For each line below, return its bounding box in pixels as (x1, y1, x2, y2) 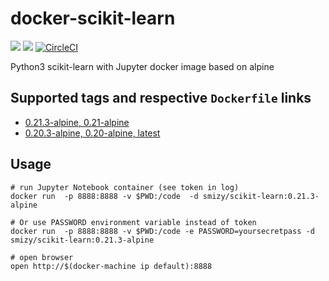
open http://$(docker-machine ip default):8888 (10, 261, 213, 271)
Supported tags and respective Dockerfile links (10, 90, 312, 107)
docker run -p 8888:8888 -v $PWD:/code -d (10, 191, 199, 201)
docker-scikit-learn (10, 7, 176, 30)
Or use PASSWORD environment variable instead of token (19, 217, 257, 227)
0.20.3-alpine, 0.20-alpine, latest (24, 127, 161, 139)
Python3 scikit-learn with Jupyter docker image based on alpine (10, 60, 275, 72)
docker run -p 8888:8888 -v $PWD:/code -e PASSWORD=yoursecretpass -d (10, 226, 315, 236)
